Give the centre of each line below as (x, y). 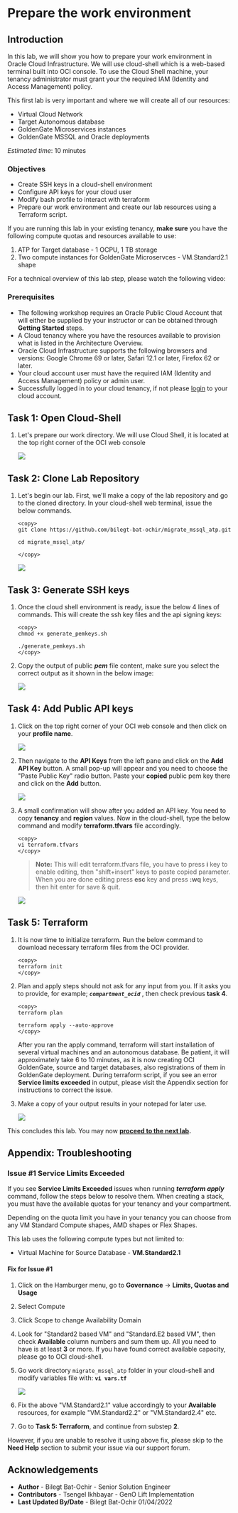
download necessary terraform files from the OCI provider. (103, 947)
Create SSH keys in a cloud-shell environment (85, 185)
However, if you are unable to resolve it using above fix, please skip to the (115, 1440)
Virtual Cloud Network (50, 114)
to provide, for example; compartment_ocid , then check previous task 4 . (123, 993)
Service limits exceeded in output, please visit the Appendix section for (123, 1082)
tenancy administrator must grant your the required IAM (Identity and (108, 79)
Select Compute (41, 1306)
